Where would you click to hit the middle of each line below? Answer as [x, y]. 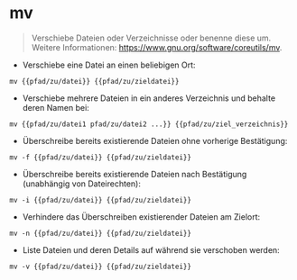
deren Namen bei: [56, 107]
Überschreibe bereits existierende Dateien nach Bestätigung [135, 174]
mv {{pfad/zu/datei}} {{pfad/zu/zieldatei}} [94, 81]
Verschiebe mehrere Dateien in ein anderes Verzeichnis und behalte [149, 98]
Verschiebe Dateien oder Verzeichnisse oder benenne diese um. [151, 38]
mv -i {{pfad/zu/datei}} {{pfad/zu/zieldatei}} [101, 200]
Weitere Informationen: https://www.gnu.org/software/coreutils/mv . [157, 47]
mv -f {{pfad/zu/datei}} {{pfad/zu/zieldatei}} [101, 157]
